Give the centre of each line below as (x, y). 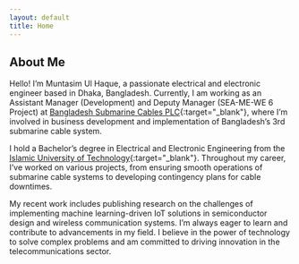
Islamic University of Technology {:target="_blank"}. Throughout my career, (148, 158)
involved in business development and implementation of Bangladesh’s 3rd (147, 122)
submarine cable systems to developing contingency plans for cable (135, 177)
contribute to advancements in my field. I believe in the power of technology (150, 233)
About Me (37, 62)
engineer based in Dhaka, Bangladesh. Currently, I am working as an (136, 93)
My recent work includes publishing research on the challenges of (131, 204)
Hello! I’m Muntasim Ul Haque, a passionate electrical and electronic (135, 84)
